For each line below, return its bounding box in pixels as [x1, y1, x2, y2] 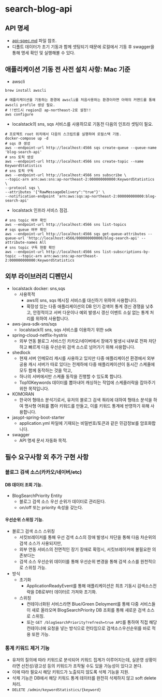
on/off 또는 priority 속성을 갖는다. [19, 505, 83, 511]
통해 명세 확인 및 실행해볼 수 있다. [12, 50, 75, 55]
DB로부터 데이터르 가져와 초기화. [35, 589, 97, 595]
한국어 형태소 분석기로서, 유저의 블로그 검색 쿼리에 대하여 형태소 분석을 [19, 397, 152, 402]
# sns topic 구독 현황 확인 [5, 245, 56, 250]
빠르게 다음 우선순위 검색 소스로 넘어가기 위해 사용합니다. [28, 344, 135, 350]
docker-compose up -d [5, 136, 49, 141]
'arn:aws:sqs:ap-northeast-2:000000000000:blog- [57, 194, 157, 199]
